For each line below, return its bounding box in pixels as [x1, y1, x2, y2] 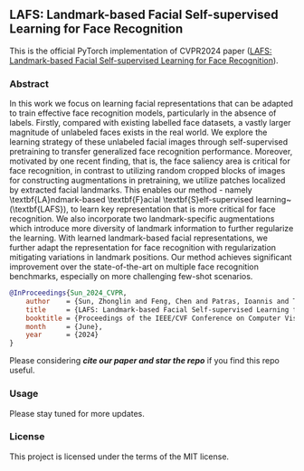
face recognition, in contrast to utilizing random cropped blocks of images [9, 165, 286, 176]
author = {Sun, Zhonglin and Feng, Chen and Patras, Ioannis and [25, 297, 290, 306]
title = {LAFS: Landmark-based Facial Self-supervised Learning [25, 305, 290, 315]
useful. [9, 365, 35, 376]
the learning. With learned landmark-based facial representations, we [9, 232, 269, 243]
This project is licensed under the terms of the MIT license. [9, 451, 229, 462]
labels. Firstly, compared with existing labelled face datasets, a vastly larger [9, 118, 291, 128]
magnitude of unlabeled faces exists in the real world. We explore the [9, 127, 268, 138]
